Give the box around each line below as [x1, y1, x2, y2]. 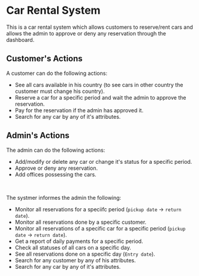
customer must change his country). [14, 88, 105, 95]
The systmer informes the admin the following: [6, 194, 122, 201]
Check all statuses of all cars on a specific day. [14, 244, 131, 251]
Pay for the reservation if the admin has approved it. [14, 106, 144, 114]
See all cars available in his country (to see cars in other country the [14, 81, 183, 88]
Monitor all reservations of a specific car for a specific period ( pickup [14, 224, 186, 232]
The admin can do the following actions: [6, 146, 105, 154]
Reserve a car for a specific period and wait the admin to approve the [14, 94, 186, 101]
